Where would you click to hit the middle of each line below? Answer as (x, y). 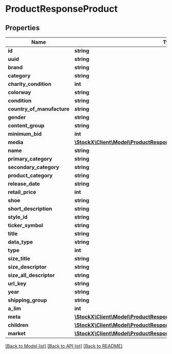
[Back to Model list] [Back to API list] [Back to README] (64, 346)
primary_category (30, 159)
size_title (19, 259)
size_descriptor (27, 267)
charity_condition (30, 84)
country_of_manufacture (39, 109)
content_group (26, 126)
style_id (18, 217)
